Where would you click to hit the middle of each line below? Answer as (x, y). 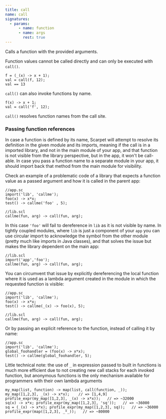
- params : (20, 24)
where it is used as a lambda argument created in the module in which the (81, 279)
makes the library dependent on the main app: (52, 247)
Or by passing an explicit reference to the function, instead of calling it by (80, 329)
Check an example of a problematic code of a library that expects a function (83, 176)
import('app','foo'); (28, 260)
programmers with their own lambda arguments (54, 381)
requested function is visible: (35, 284)
